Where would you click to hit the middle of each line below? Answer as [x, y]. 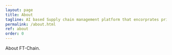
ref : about [17, 29]
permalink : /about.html [31, 24]
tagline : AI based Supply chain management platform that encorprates [82, 19]
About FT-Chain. [23, 48]
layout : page [19, 10]
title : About [19, 15]
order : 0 [15, 34]
